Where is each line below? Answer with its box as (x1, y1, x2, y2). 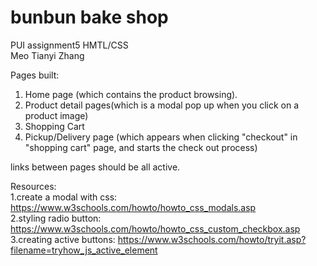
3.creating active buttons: (10, 233, 116, 245)
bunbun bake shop (10, 6, 169, 29)
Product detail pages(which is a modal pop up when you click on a (24, 99, 300, 111)
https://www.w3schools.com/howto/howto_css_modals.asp (10, 201, 257, 213)
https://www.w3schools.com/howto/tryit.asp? (117, 233, 307, 245)
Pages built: (10, 69, 60, 81)
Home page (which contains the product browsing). (24, 88, 238, 100)
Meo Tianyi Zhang (10, 49, 85, 61)
